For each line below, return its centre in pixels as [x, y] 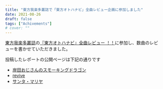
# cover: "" [17, 28]
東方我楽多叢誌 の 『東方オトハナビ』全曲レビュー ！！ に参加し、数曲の [77, 43]
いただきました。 [53, 49]
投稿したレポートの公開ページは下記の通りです [53, 59]
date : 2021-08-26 [23, 14]
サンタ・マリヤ [27, 82]
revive [19, 76]
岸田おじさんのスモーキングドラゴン [49, 70]
